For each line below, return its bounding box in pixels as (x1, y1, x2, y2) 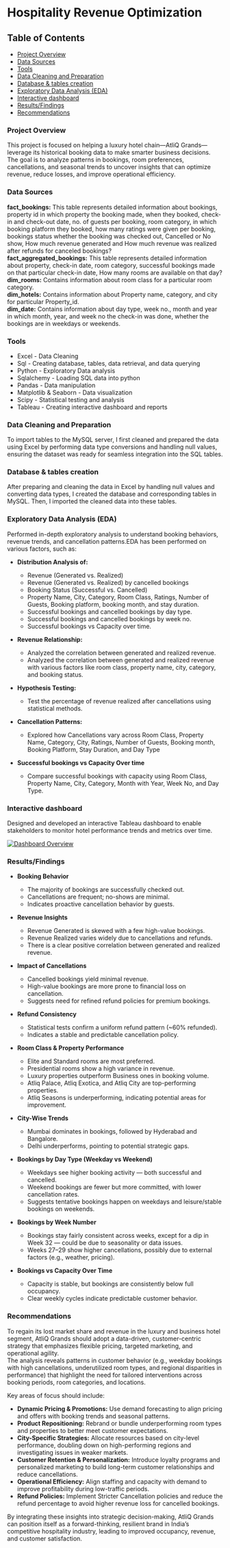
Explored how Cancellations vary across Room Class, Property (27, 731, 204, 739)
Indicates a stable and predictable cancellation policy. (27, 1031, 179, 1039)
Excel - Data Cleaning (16, 351, 79, 360)
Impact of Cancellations (16, 962, 87, 970)
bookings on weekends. (27, 1205, 95, 1213)
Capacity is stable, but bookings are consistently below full (27, 1279, 194, 1288)
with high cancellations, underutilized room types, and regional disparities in (7, 1363, 222, 1371)
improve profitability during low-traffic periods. (16, 1484, 150, 1493)
